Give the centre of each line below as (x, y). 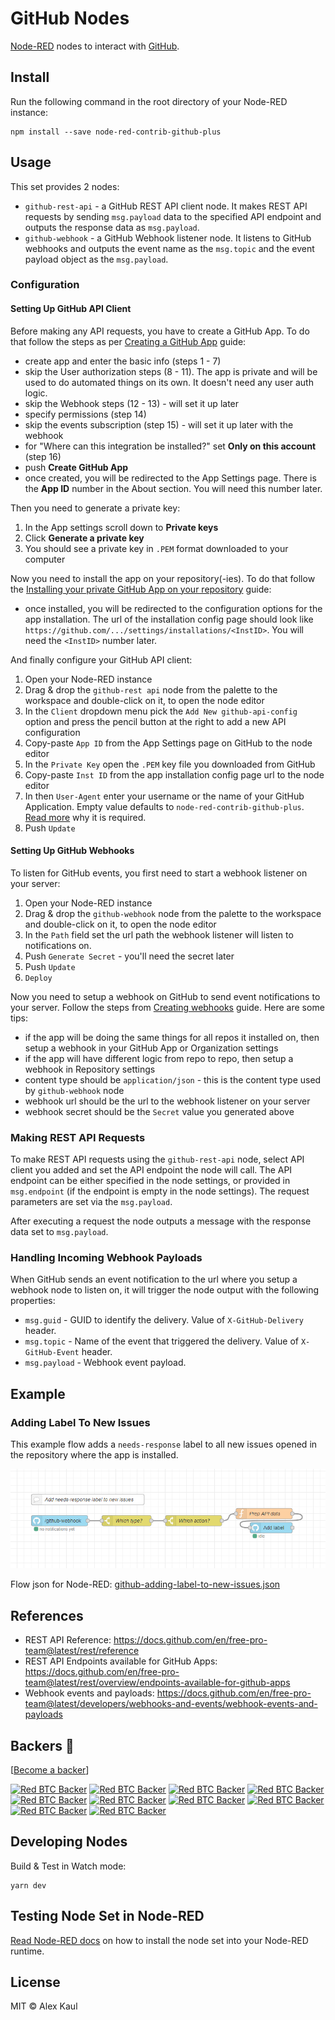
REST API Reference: (68, 1640)
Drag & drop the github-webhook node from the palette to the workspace (173, 913)
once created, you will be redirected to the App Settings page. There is (170, 478)
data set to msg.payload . (59, 1232)
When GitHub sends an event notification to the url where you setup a (154, 1279)
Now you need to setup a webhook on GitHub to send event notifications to (165, 996)
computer (45, 559)
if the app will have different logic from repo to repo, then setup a (159, 1058)
